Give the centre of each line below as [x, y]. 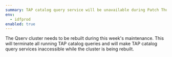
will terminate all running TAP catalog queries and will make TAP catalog [81, 44]
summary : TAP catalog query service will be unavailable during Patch [82, 10]
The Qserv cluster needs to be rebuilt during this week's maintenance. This [85, 38]
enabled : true [20, 24]
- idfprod [20, 19]
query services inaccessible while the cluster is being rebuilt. [70, 49]
